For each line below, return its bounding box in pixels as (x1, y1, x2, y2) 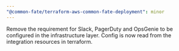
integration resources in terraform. (6, 38, 93, 45)
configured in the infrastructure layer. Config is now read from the (6, 31, 172, 39)
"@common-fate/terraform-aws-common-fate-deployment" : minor (6, 8, 165, 15)
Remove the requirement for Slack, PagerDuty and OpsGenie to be (6, 25, 174, 32)
